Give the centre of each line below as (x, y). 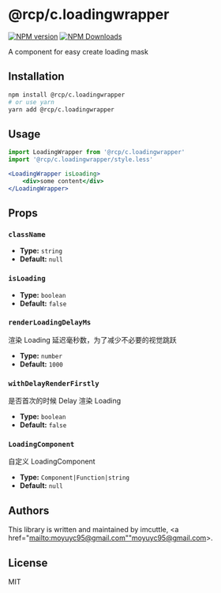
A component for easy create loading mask (78, 51)
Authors (29, 510)
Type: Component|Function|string (75, 477)
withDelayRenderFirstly (54, 383)
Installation (36, 77)
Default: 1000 (41, 364)
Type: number (41, 355)
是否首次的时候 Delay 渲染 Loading (65, 401)
